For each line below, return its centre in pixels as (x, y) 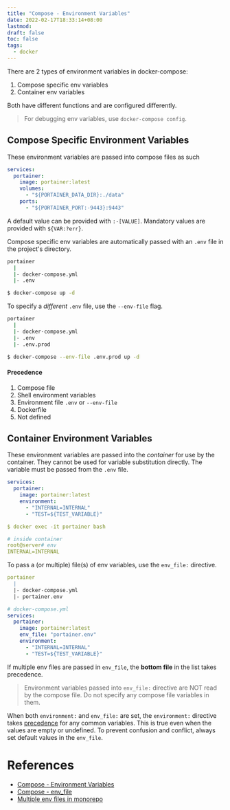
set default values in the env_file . (55, 737)
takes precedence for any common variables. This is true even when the (109, 723)
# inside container (35, 539)
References (41, 765)
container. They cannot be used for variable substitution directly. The (105, 462)
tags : (15, 45)
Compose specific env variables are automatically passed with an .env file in (115, 241)
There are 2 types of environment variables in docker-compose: (98, 71)
